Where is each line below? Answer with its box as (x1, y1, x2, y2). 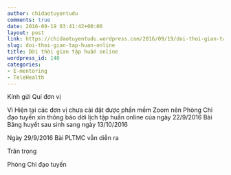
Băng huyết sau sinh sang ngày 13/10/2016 (7, 121, 129, 129)
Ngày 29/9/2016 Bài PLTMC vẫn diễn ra (7, 134, 119, 142)
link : (7, 36, 23, 43)
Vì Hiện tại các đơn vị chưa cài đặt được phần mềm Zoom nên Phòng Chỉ (7, 106, 213, 114)
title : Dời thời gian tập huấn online (7, 49, 118, 56)
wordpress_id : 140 (7, 55, 60, 62)
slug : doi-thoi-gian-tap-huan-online (7, 42, 115, 49)
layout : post (7, 29, 45, 36)
